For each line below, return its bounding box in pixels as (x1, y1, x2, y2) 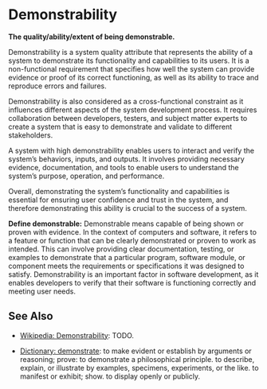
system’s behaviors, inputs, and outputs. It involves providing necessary (8, 154, 245, 164)
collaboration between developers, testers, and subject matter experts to (8, 113, 248, 123)
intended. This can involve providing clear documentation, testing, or (8, 244, 234, 254)
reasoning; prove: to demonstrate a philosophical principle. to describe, (19, 354, 255, 364)
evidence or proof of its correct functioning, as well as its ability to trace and (8, 72, 259, 82)
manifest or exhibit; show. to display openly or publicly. (19, 371, 201, 381)
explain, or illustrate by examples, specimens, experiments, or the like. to (19, 363, 259, 372)
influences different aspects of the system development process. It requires (8, 105, 257, 115)
